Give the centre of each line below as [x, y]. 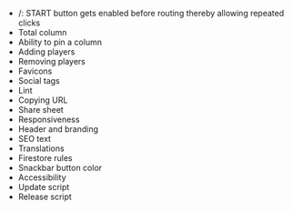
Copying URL [43, 100]
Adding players [46, 52]
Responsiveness [49, 119]
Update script [44, 187]
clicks [29, 23]
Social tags [39, 80]
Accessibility [42, 177]
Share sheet [40, 110]
